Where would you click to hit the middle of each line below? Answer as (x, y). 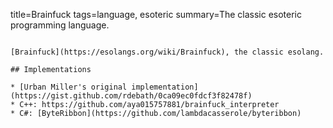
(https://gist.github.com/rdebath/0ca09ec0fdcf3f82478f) (131, 96)
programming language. (60, 25)
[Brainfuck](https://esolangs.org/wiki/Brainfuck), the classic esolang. (167, 52)
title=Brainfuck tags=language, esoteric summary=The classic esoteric (156, 14)
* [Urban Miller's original (69, 87)
